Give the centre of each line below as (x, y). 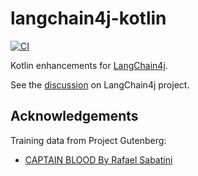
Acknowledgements (74, 116)
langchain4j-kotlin (88, 18)
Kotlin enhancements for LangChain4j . (89, 65)
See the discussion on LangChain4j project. (100, 84)
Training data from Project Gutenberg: (88, 140)
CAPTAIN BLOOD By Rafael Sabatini (98, 159)
